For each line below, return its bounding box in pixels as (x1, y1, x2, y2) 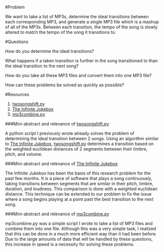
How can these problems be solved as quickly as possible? (5, 82, 124, 88)
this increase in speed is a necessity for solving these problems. (5, 241, 135, 247)
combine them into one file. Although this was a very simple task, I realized (5, 226, 156, 231)
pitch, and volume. (5, 151, 43, 157)
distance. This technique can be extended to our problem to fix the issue (5, 191, 152, 197)
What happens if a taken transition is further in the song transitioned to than (5, 58, 158, 63)
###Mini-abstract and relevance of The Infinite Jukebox (5, 161, 118, 166)
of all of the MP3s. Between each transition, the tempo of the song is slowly (5, 24, 158, 30)
